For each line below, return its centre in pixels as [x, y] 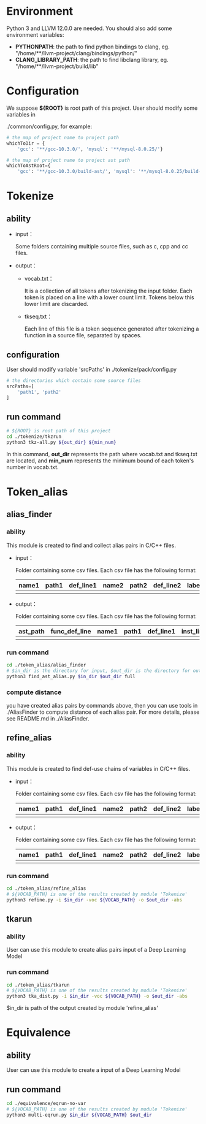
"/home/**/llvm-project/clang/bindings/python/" [76, 53]
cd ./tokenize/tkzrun [34, 437]
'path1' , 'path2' [40, 392]
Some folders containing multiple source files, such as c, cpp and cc [102, 247]
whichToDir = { [26, 143]
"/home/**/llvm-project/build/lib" [57, 66]
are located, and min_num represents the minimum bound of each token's [100, 461]
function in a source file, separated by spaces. [83, 335]
